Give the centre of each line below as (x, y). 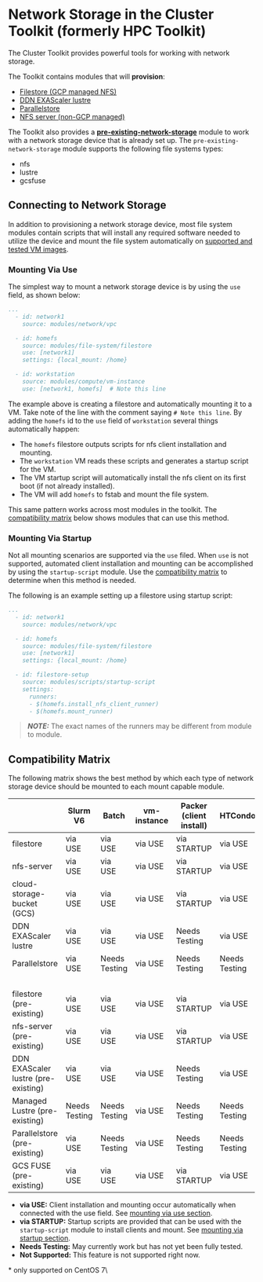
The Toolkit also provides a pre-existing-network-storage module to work (129, 132)
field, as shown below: (44, 295)
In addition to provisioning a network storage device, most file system (121, 224)
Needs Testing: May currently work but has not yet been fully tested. (131, 1247)
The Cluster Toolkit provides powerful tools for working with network (119, 53)
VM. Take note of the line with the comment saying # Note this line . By (125, 412)
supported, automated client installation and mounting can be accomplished (131, 564)
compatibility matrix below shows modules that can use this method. (119, 518)
